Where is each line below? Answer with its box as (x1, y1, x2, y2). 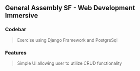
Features (5, 49, 27, 56)
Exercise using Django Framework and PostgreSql (17, 37, 118, 43)
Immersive (5, 12, 38, 20)
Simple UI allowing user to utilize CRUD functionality (17, 60, 122, 66)
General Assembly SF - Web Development (5, 4, 135, 12)
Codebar (5, 26, 26, 33)
